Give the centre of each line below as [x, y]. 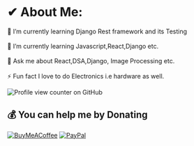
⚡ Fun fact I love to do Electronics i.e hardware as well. [86, 76]
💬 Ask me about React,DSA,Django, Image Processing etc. [91, 60]
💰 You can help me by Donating [77, 115]
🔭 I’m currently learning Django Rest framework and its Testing [97, 31]
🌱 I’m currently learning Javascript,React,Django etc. [83, 46]
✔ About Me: [45, 12]
